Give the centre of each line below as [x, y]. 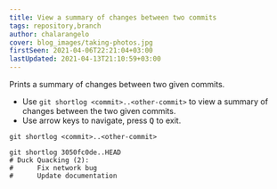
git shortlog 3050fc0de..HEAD [65, 152]
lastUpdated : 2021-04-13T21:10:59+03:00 [86, 59]
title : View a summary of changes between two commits [113, 17]
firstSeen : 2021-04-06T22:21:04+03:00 [81, 51]
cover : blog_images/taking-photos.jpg [81, 42]
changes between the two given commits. [99, 111]
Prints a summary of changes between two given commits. [117, 84]
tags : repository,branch [55, 26]
